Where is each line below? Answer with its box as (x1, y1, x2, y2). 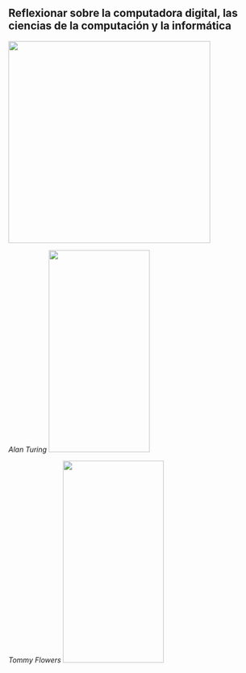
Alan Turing (8, 444, 47, 454)
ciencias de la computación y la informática (8, 19, 232, 33)
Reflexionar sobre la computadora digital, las (8, 6, 238, 20)
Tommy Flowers (8, 654, 62, 665)
